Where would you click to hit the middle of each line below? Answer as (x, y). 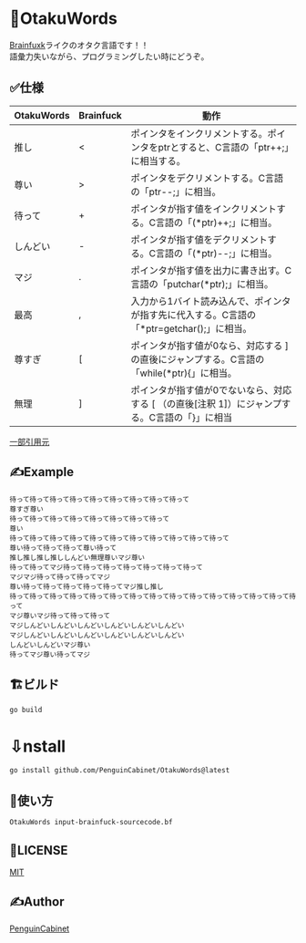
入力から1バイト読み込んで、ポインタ (211, 301)
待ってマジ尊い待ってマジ (50, 654)
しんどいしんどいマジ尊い (50, 645)
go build (26, 710)
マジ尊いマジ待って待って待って (60, 616)
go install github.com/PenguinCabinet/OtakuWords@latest (120, 771)
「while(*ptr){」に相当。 (184, 373)
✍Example (42, 472)
